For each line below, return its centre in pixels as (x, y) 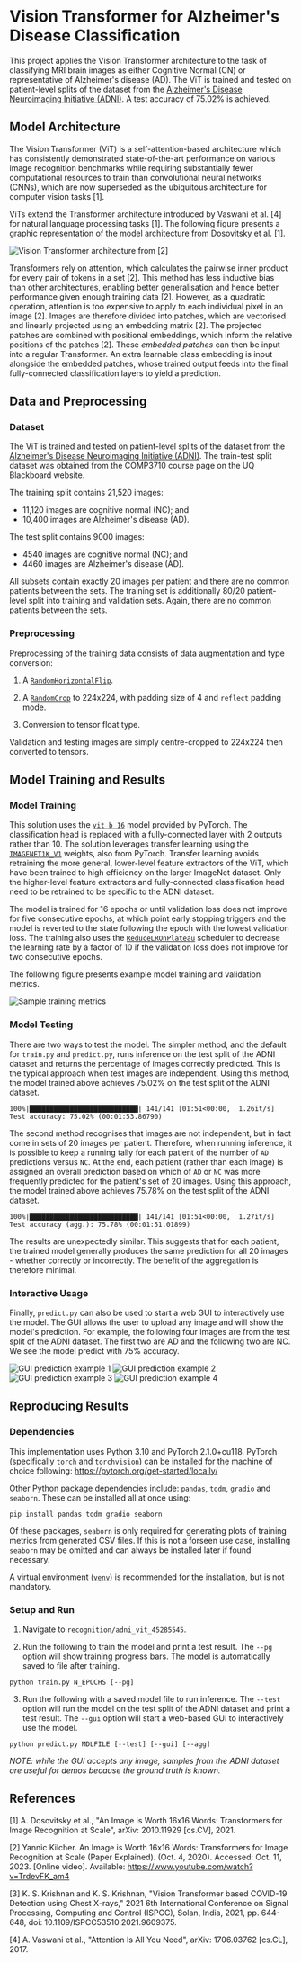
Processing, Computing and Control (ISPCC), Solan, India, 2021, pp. (134, 1913)
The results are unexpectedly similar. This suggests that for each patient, (144, 1241)
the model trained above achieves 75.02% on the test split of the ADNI (139, 1082)
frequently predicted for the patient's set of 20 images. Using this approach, (150, 1181)
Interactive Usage (49, 1293)
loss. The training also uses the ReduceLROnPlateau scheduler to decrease (145, 938)
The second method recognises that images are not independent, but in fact (150, 1133)
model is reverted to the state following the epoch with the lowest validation (149, 928)
